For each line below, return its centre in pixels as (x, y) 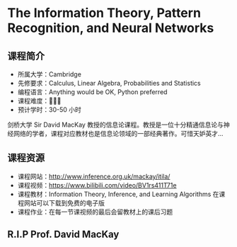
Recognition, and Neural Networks (111, 28)
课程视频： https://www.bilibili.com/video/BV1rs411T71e (97, 185)
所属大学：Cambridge (49, 74)
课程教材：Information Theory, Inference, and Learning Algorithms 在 (118, 194)
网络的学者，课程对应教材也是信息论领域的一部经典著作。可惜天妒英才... (118, 133)
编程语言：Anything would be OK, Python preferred (92, 92)
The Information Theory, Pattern (104, 13)
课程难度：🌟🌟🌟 (39, 101)
